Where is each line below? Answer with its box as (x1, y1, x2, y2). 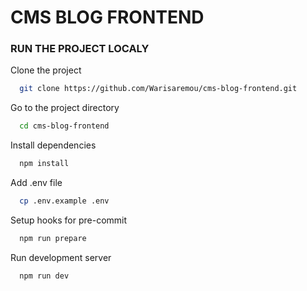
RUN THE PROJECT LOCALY (10, 42, 150, 56)
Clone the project (10, 64, 82, 76)
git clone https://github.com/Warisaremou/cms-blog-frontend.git (19, 84, 298, 94)
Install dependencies (10, 139, 97, 151)
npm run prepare (19, 233, 87, 243)
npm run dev (19, 271, 70, 281)
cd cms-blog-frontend (19, 121, 110, 131)
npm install (19, 159, 70, 169)
